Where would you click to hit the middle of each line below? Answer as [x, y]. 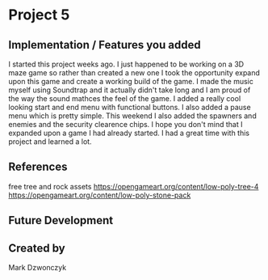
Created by [37, 248]
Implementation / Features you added [105, 45]
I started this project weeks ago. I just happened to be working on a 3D [126, 64]
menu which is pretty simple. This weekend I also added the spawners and [132, 116]
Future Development [61, 221]
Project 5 [39, 15]
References [38, 167]
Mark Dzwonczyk [38, 268]
